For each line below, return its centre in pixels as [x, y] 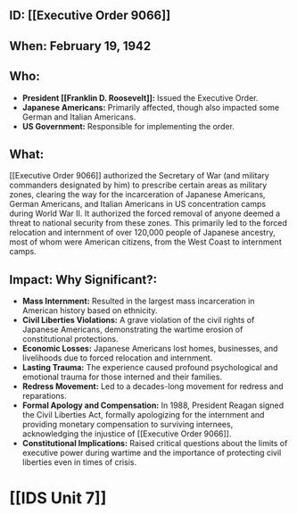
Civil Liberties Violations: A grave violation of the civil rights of [138, 320]
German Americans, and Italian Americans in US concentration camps [137, 204]
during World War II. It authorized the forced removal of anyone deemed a [145, 213]
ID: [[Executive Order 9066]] [90, 16]
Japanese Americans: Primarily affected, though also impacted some [150, 107]
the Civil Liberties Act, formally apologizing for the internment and [143, 415]
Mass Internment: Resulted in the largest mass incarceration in [138, 301]
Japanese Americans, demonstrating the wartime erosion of [132, 329]
